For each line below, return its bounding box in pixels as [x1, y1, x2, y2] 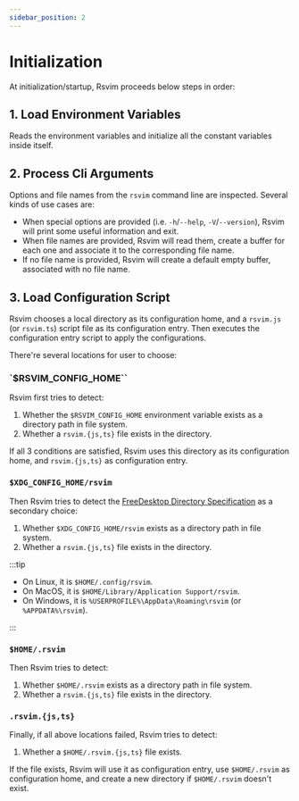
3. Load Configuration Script [9, 289, 171, 305]
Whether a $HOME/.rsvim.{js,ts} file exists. [21, 747, 183, 757]
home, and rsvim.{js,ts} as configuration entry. [9, 455, 188, 466]
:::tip [9, 559, 26, 570]
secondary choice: [9, 505, 79, 516]
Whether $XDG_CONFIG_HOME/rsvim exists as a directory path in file [21, 522, 262, 533]
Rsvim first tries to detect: [9, 392, 104, 403]
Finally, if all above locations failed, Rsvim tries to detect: [9, 730, 218, 740]
